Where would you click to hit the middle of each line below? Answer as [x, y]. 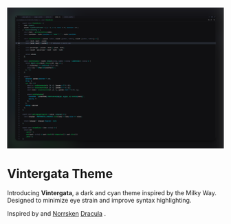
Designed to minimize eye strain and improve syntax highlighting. [99, 201]
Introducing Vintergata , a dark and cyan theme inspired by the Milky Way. [112, 193]
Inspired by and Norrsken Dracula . [57, 214]
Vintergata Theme [60, 174]
